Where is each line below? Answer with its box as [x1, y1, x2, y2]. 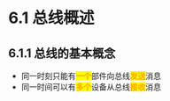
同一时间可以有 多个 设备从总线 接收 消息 [20, 82, 161, 92]
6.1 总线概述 [8, 8, 95, 28]
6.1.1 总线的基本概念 [8, 46, 116, 61]
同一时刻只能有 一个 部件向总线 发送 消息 [20, 71, 161, 81]
